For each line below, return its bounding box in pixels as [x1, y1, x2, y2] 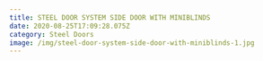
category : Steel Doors [9, 30, 94, 39]
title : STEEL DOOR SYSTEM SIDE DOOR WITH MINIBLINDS [9, 13, 211, 22]
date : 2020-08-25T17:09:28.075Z [9, 22, 130, 30]
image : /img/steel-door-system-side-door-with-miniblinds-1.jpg [9, 38, 255, 48]
